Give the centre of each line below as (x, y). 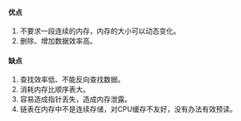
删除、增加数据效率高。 (58, 41)
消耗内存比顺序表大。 (54, 89)
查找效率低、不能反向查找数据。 (72, 80)
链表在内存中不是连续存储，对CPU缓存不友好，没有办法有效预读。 (128, 109)
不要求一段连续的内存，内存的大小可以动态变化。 (100, 31)
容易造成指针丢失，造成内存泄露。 (76, 100)
